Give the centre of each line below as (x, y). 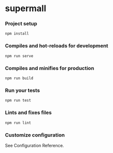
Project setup (21, 24)
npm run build (19, 78)
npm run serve (19, 56)
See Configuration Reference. (35, 145)
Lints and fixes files (28, 113)
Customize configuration (35, 135)
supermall (26, 8)
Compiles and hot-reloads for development (57, 46)
